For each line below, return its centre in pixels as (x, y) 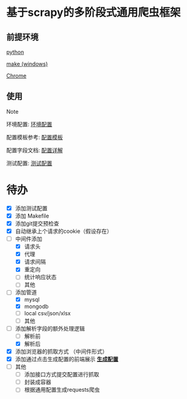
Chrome (16, 76)
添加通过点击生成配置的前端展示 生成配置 (67, 359)
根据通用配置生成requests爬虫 (62, 390)
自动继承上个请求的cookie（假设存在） (64, 231)
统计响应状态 (40, 277)
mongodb (36, 306)
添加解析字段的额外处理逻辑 (50, 328)
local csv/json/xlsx (48, 313)
